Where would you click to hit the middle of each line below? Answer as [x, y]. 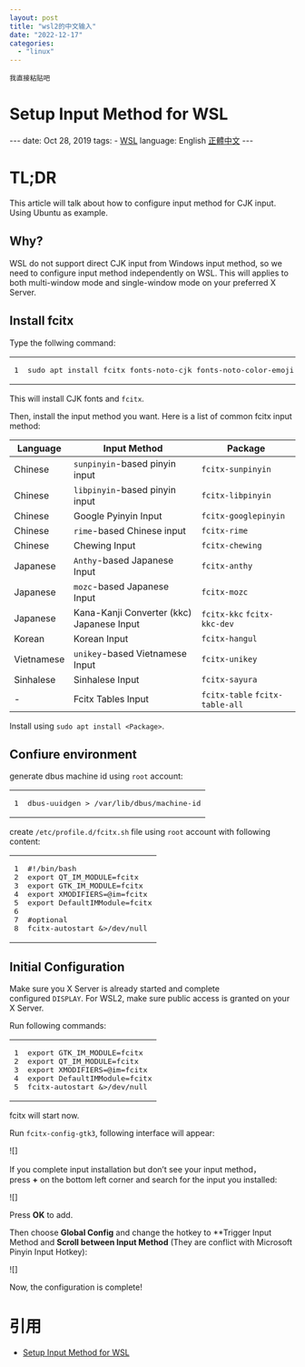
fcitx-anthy [227, 566]
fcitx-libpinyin [236, 495]
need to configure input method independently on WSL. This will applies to [149, 273]
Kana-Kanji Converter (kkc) [133, 612]
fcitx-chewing [231, 545]
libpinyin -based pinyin [125, 489]
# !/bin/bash [52, 869]
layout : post [34, 18]
